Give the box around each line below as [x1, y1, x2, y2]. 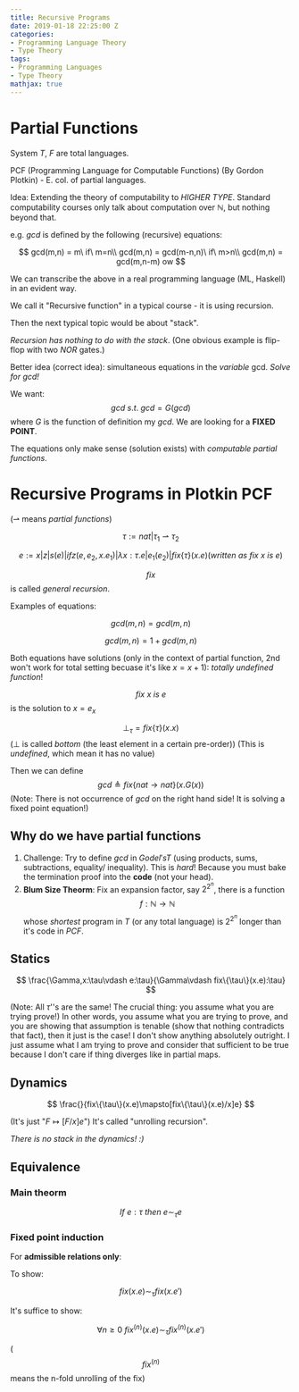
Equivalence [10, 1159, 81, 1175]
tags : [10, 55, 30, 63]
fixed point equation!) [10, 802, 89, 813]
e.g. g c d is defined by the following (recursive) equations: [10, 229, 222, 239]
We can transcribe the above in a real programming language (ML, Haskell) [10, 273, 287, 284]
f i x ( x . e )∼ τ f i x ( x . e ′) [119, 1286, 183, 1298]
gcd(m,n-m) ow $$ [115, 256, 187, 266]
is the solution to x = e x [10, 703, 96, 716]
